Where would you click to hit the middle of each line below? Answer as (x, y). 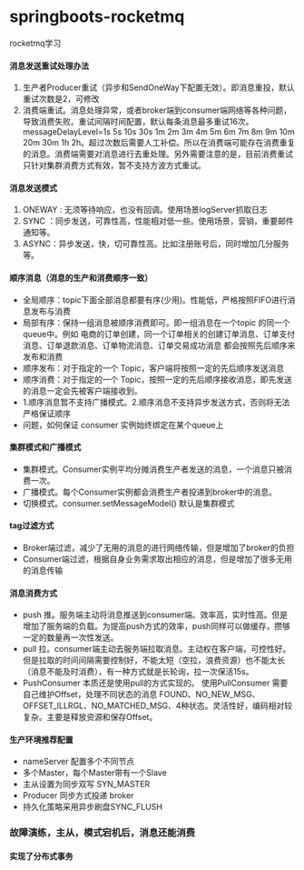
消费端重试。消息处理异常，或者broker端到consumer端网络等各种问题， (157, 110)
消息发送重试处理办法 (49, 65)
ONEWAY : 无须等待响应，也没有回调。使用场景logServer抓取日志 (145, 210)
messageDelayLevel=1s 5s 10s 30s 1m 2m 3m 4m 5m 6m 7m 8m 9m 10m (158, 132)
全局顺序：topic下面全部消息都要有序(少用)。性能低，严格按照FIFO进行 (155, 300)
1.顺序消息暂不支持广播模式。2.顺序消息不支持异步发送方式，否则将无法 (156, 402)
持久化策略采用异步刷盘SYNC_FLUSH (93, 807)
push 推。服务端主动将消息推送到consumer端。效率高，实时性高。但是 (155, 615)
